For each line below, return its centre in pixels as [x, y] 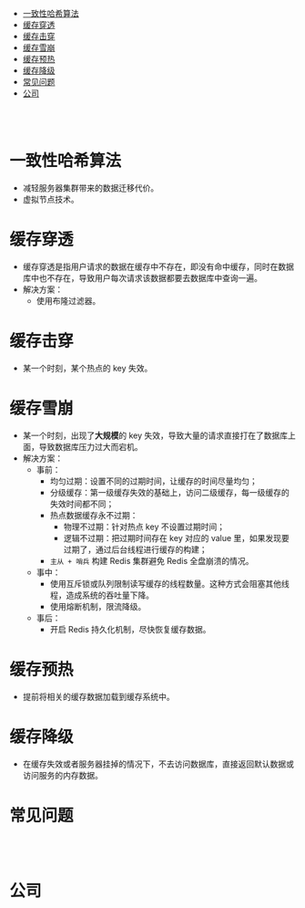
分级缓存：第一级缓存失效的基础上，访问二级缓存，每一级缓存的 [169, 492]
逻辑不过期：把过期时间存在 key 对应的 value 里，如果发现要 [176, 537]
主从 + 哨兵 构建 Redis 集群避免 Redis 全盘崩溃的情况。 [152, 560]
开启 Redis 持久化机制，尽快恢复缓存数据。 [130, 629]
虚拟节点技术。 [51, 199]
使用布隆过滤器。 [68, 300]
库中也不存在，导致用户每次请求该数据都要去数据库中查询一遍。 [142, 277]
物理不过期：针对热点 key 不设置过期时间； [144, 527]
